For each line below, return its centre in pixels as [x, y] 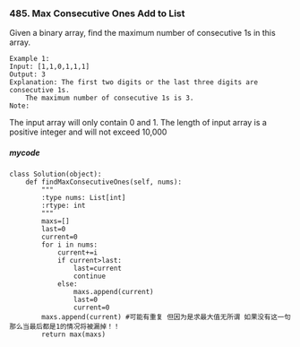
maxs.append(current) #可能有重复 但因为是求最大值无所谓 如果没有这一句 [166, 317]
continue [89, 276]
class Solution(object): [56, 174]
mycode [25, 152]
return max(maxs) [73, 334]
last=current [98, 269]
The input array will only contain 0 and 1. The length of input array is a [138, 123]
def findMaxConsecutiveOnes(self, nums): [103, 182]
